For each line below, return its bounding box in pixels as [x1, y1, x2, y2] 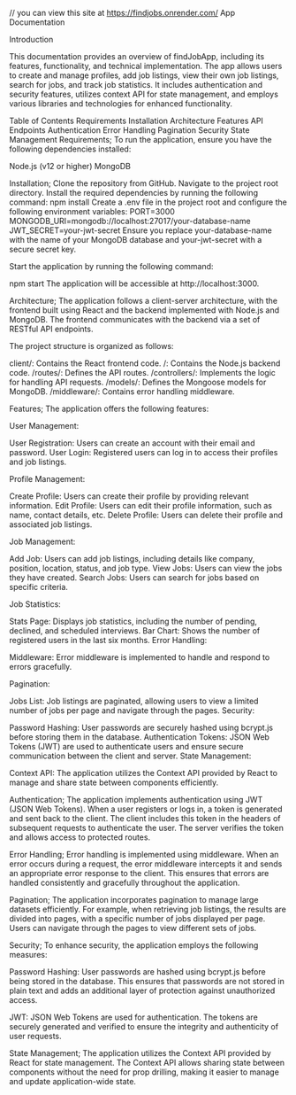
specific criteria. [9, 582, 69, 592]
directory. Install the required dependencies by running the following [9, 188, 259, 198]
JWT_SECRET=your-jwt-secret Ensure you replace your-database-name [9, 225, 272, 236]
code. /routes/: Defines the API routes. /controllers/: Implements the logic [9, 368, 277, 377]
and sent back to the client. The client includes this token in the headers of [9, 813, 281, 823]
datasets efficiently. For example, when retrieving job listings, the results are [9, 904, 287, 914]
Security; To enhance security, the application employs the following [9, 940, 259, 951]
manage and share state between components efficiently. [9, 777, 219, 788]
